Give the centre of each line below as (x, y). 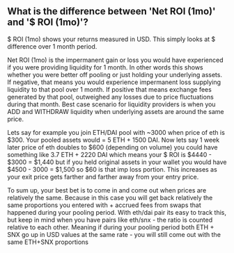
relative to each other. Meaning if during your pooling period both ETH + (111, 227)
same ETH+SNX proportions (48, 242)
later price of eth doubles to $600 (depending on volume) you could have (112, 147)
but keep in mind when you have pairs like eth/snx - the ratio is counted (110, 220)
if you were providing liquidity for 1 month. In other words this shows (105, 67)
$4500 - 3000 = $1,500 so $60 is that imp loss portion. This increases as (112, 169)
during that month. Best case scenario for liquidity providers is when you (111, 104)
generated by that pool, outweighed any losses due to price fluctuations (110, 97)
